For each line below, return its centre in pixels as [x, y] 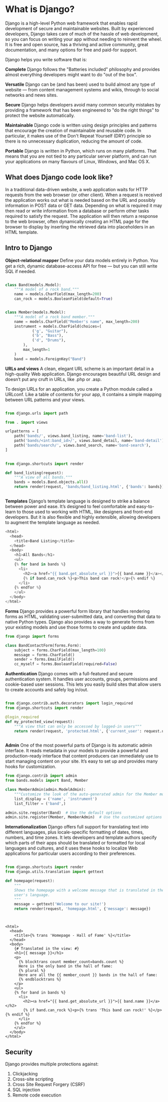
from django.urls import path [37, 413]
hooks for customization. [31, 767]
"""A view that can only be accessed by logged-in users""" [78, 726]
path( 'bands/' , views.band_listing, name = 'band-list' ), [74, 436]
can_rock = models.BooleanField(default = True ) [63, 299]
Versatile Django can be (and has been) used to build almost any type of [80, 84]
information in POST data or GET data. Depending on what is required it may [84, 205]
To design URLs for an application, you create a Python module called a [79, 389]
